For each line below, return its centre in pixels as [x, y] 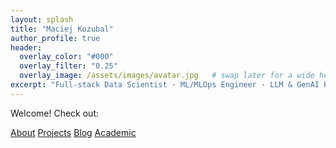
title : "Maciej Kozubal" [62, 29]
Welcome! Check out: [54, 113]
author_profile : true [55, 38]
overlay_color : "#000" [66, 57]
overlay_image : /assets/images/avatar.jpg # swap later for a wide [167, 76]
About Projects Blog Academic [73, 132]
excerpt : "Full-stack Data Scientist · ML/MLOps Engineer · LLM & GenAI [165, 85]
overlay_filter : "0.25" [68, 66]
